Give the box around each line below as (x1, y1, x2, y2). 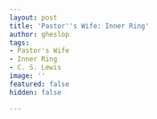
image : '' (9, 72, 46, 81)
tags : (9, 38, 29, 47)
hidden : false (9, 88, 62, 97)
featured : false (9, 80, 70, 89)
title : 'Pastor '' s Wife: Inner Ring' (9, 21, 150, 30)
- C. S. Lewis (9, 64, 62, 72)
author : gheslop (9, 30, 70, 38)
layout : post (9, 13, 58, 22)
